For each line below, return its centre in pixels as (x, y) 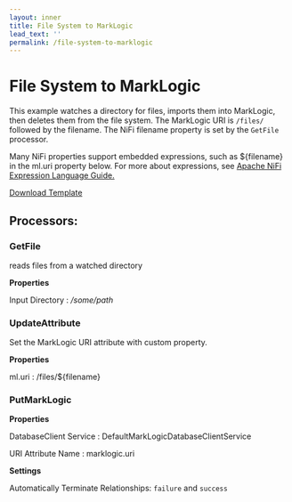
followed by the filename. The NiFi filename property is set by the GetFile (144, 130)
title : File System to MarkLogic (71, 26)
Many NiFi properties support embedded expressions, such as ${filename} (146, 157)
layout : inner (36, 17)
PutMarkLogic (41, 400)
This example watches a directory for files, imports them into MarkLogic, (142, 111)
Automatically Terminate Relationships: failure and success (119, 488)
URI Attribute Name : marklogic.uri (72, 454)
